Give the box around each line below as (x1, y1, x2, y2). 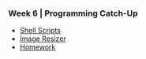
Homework (19, 42, 56, 52)
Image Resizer (19, 34, 67, 43)
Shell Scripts (19, 26, 62, 35)
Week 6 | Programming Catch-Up (8, 8, 138, 19)
